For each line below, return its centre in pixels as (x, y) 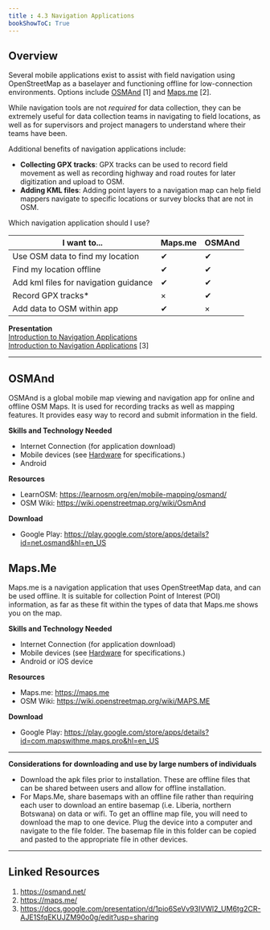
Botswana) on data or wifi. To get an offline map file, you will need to (133, 813)
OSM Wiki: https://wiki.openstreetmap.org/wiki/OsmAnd (113, 503)
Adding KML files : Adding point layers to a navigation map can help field (140, 191)
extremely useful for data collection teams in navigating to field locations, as (135, 117)
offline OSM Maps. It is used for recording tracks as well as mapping (122, 406)
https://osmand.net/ (53, 891)
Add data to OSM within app (65, 309)
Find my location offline (57, 270)
